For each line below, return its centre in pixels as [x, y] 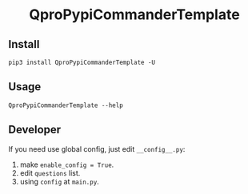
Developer [35, 130]
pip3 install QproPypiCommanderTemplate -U [82, 62]
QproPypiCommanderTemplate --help [66, 105]
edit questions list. [50, 172]
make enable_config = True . [67, 164]
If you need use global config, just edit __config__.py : [97, 148]
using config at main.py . [60, 181]
